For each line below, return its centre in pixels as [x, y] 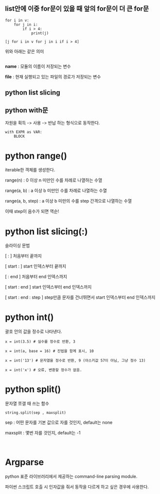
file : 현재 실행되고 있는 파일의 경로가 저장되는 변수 [53, 77]
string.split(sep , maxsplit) [36, 413]
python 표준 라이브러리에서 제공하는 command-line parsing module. [71, 476]
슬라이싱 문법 [18, 246]
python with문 [27, 110]
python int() [29, 318]
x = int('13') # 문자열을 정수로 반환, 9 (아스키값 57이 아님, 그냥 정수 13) [75, 361]
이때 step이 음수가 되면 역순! [32, 211]
